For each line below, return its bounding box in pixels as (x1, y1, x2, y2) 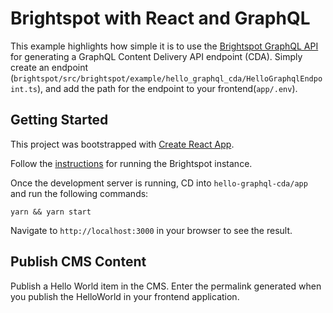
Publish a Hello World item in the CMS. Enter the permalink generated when (10, 280, 322, 292)
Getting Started (10, 112, 109, 129)
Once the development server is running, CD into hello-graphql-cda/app (10, 177, 308, 189)
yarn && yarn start (10, 207, 92, 217)
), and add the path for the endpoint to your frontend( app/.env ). (36, 82, 298, 94)
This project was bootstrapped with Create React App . (10, 138, 235, 150)
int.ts (10, 84, 38, 94)
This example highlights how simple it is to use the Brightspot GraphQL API (10, 40, 319, 52)
